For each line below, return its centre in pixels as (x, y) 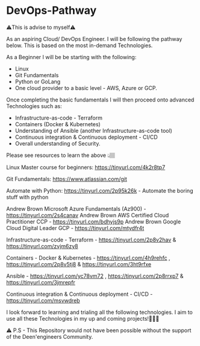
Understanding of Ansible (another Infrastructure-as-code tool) (94, 130)
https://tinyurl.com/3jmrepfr (41, 282)
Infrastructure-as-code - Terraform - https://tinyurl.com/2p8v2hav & (91, 240)
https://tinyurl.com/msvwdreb (43, 300)
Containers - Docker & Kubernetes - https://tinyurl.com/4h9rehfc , (88, 258)
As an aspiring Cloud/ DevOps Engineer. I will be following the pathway (94, 39)
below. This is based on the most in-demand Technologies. (80, 45)
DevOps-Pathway (52, 11)
